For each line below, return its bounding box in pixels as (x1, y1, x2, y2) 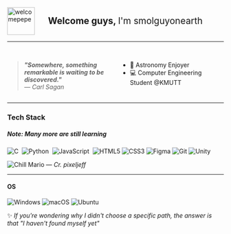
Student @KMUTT (129, 79, 182, 86)
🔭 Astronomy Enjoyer (129, 61, 190, 69)
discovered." (23, 75, 62, 84)
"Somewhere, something (23, 61, 98, 69)
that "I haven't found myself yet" (7, 220, 100, 228)
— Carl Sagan (23, 83, 65, 91)
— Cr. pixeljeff (45, 160, 86, 168)
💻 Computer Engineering (129, 68, 202, 77)
